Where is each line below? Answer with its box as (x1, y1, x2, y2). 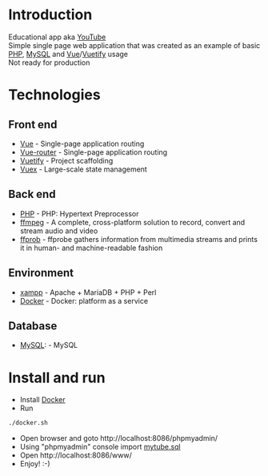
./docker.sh (8, 419, 48, 427)
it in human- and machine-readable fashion (19, 243, 163, 252)
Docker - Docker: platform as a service (19, 296, 149, 305)
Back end (8, 188, 56, 201)
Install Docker (19, 395, 66, 405)
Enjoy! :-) (19, 459, 50, 469)
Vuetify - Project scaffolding (19, 155, 114, 165)
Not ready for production (8, 58, 90, 67)
